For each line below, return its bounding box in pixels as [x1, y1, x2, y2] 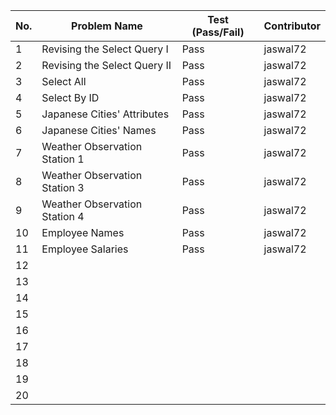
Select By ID [41, 91, 100, 104]
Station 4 [41, 210, 85, 223]
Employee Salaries [41, 242, 129, 256]
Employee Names [41, 226, 125, 239]
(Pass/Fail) [191, 25, 245, 39]
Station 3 [41, 181, 85, 194]
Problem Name [71, 19, 143, 33]
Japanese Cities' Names [41, 124, 157, 137]
